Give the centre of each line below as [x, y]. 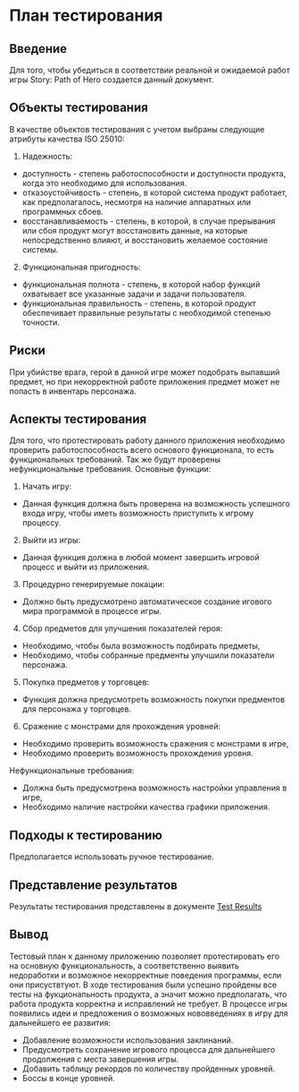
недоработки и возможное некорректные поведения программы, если [145, 975]
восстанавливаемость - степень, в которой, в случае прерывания [149, 221]
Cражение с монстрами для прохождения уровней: [121, 727]
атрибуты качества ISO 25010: [67, 139]
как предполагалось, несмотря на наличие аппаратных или [137, 201]
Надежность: [47, 156]
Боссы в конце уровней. [68, 1078]
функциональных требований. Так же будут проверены [115, 460]
